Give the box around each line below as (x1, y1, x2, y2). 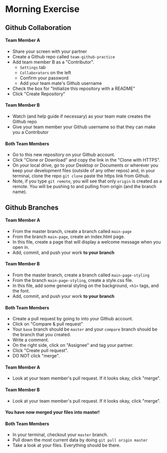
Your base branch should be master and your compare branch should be (12, 326, 158, 332)
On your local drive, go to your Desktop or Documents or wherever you (12, 162, 159, 168)
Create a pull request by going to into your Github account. (12, 316, 134, 322)
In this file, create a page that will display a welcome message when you (12, 238, 161, 245)
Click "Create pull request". (12, 348, 69, 354)
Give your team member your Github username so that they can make (12, 124, 156, 130)
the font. (12, 288, 30, 294)
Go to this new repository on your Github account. (12, 152, 116, 158)
